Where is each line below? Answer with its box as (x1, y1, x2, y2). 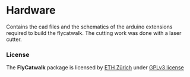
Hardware (6, 4, 56, 17)
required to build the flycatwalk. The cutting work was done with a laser (6, 29, 182, 36)
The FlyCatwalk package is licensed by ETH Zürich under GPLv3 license (6, 64, 184, 71)
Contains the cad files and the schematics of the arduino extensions (6, 23, 173, 30)
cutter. (6, 36, 22, 43)
